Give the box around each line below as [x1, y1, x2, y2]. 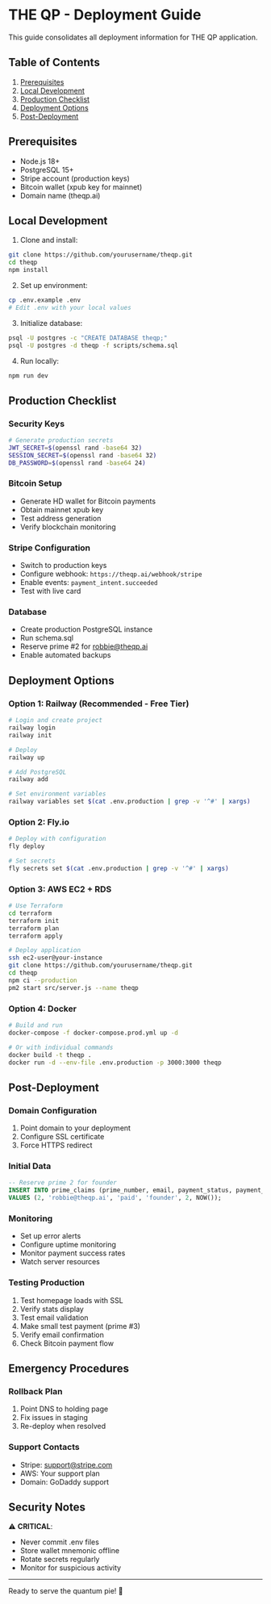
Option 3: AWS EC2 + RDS [8, 883, 112, 895]
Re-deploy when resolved [19, 1422, 106, 1431]
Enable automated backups [19, 650, 111, 660]
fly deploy [8, 842, 45, 850]
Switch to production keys [19, 561, 107, 570]
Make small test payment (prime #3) [19, 1321, 141, 1330]
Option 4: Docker [8, 1003, 77, 1014]
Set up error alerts [19, 1231, 81, 1241]
